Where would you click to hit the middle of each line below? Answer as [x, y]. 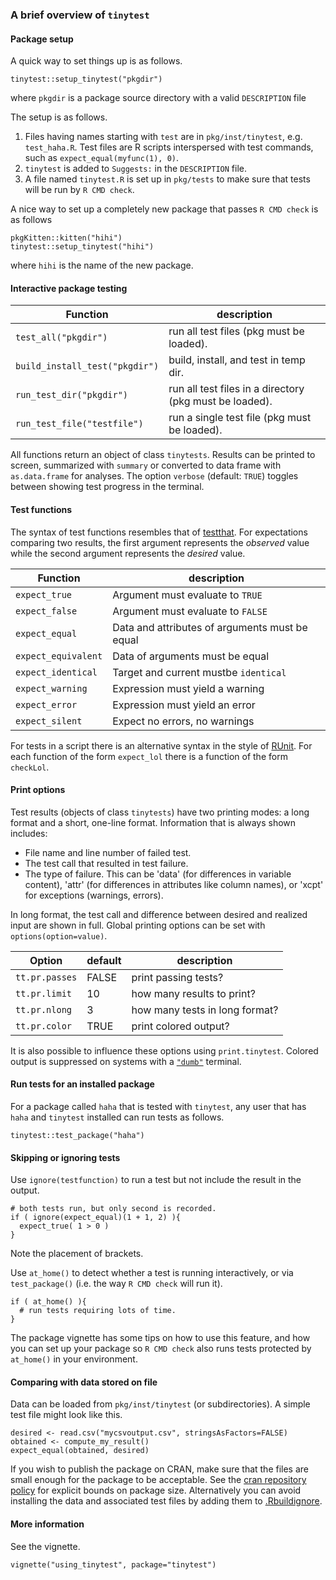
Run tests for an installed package [82, 1084]
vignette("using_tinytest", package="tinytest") [113, 1564]
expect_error [46, 704]
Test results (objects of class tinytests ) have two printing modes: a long [160, 812]
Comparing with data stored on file [84, 1382]
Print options [38, 790]
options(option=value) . [59, 935]
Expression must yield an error [184, 705]
